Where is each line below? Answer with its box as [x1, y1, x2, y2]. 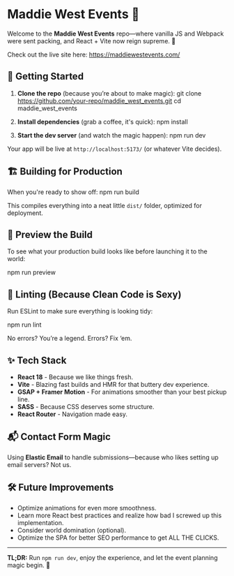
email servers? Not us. [7, 460, 72, 468]
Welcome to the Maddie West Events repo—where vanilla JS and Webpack [7, 29, 224, 38]
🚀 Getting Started [7, 71, 84, 82]
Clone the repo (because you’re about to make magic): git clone [17, 89, 202, 97]
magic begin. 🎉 [7, 561, 51, 569]
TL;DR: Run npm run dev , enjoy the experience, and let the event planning [7, 553, 218, 561]
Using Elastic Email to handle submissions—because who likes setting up [7, 453, 219, 461]
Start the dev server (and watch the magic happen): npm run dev [17, 131, 206, 139]
